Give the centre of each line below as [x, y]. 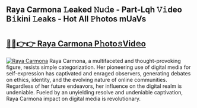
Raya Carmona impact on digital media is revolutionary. [74, 99]
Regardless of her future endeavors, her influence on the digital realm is [94, 86]
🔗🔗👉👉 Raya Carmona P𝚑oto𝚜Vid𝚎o [76, 44]
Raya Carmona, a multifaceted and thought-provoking [115, 61]
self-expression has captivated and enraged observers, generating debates [99, 73]
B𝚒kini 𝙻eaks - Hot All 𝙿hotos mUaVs [76, 19]
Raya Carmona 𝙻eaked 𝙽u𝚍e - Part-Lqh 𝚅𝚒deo [94, 10]
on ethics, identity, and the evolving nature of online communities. [87, 80]
